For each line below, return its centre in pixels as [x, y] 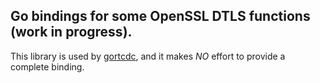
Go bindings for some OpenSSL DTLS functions [160, 16]
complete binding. [47, 66]
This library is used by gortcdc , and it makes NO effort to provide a [148, 56]
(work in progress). [71, 32]
